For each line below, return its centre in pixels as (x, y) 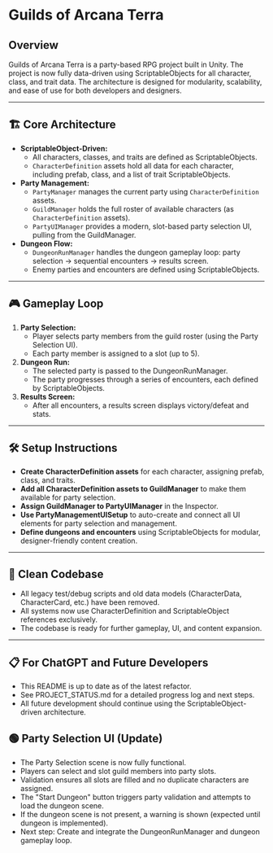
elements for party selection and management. (98, 523)
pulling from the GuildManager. (84, 234)
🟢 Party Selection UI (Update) (86, 739)
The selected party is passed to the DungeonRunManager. (130, 370)
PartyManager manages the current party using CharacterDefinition (146, 191)
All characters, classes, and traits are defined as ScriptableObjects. (145, 157)
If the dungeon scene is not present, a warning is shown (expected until (140, 814)
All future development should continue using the (102, 704)
